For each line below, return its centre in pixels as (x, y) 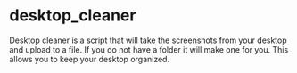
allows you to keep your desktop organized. (90, 59)
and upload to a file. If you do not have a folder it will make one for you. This (149, 49)
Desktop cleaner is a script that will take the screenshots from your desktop (148, 40)
